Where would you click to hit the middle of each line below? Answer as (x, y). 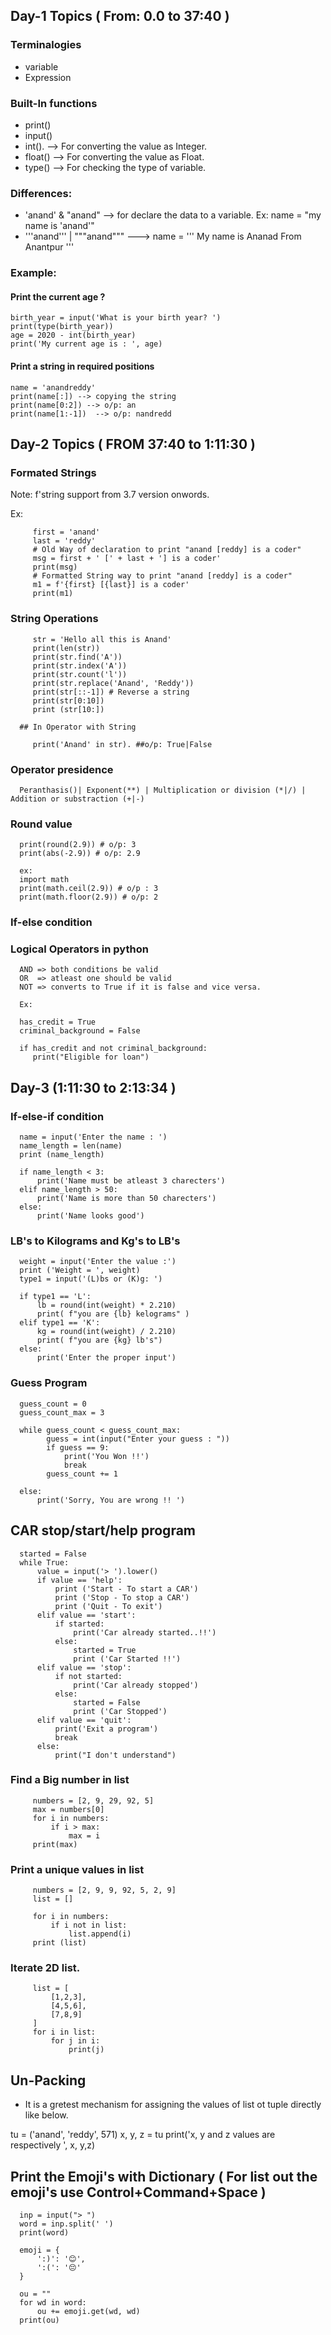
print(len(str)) (66, 648)
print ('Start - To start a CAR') (126, 1589)
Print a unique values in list (77, 1869)
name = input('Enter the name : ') (93, 1137)
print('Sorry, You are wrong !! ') (111, 1500)
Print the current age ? (58, 296)
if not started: (88, 1676)
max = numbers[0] (68, 1809)
